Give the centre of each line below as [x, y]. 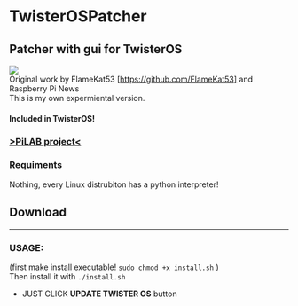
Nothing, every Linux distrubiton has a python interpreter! [114, 184]
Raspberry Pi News [44, 89]
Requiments [36, 165]
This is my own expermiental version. [77, 98]
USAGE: [27, 247]
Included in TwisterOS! [52, 118]
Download [38, 212]
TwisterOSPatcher [78, 16]
